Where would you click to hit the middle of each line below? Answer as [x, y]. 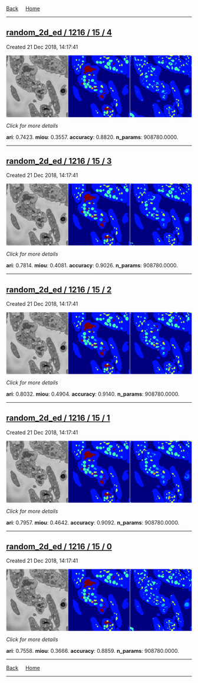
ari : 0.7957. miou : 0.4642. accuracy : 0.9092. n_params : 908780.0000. [93, 522]
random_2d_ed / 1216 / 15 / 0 [59, 546]
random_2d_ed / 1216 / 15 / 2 [59, 289]
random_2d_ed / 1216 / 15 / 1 [58, 418]
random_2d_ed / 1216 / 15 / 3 [59, 161]
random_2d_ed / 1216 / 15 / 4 [59, 33]
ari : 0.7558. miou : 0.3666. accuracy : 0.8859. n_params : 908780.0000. [93, 651]
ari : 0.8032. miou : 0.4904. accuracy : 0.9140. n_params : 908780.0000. [93, 394]
